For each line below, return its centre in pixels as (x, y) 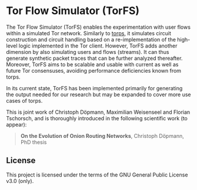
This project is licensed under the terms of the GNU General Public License (97, 175)
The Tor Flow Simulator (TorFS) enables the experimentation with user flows (98, 27)
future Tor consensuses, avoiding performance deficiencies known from (94, 70)
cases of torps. (24, 100)
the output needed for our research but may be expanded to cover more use (98, 94)
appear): (16, 124)
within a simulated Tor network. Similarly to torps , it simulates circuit (89, 33)
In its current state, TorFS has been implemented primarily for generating (94, 88)
